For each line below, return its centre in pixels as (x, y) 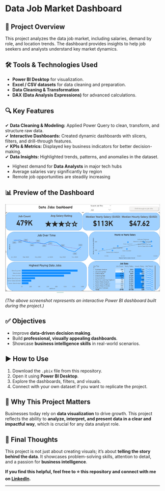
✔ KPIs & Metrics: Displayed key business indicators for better (69, 146)
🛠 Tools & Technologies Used (52, 65)
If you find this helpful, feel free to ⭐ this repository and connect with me (81, 472)
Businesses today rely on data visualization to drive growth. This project (79, 414)
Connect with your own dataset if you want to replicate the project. (80, 386)
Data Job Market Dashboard (64, 9)
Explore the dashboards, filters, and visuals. (56, 381)
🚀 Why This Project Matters (48, 402)
